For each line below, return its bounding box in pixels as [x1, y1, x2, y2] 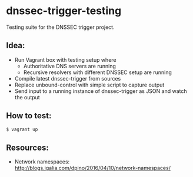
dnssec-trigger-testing [6, 4, 122, 18]
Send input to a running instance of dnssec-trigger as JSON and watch [14, 87, 187, 95]
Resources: [6, 142, 49, 152]
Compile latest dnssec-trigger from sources [14, 75, 121, 82]
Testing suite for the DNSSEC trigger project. [6, 24, 115, 31]
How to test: [6, 111, 52, 121]
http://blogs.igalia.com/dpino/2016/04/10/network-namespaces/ [14, 165, 171, 172]
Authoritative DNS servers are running [23, 62, 117, 69]
